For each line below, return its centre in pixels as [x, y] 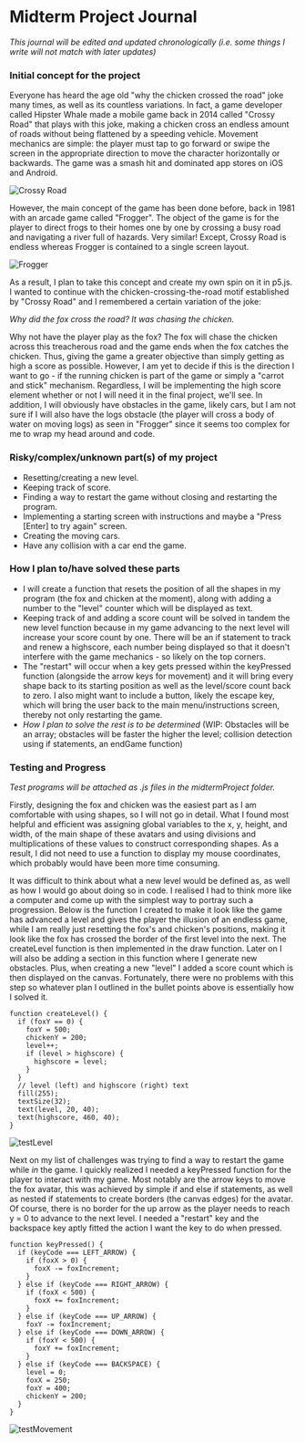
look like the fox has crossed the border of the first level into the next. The [148, 939]
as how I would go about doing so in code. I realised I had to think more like [151, 890]
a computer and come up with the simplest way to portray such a [132, 900]
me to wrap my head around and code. [82, 434]
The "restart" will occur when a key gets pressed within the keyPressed [157, 666]
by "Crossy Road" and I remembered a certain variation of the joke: [136, 302]
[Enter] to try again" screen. [75, 525]
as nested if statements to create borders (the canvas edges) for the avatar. [152, 1199]
